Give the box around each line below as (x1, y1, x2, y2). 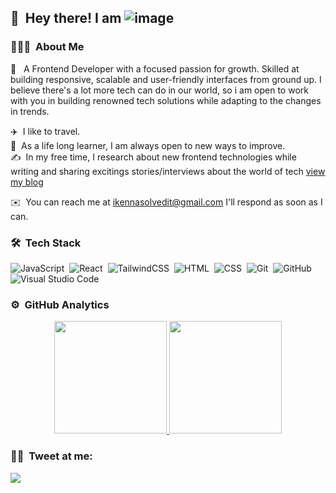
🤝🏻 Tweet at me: (10, 449, 93, 463)
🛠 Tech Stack (10, 236, 82, 250)
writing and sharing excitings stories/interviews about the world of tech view (10, 165, 326, 177)
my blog (10, 176, 44, 188)
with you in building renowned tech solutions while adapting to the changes (10, 94, 322, 106)
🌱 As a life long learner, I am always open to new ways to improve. (10, 139, 286, 151)
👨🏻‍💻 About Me (10, 40, 85, 54)
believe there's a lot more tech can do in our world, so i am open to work (10, 84, 309, 96)
